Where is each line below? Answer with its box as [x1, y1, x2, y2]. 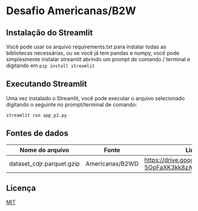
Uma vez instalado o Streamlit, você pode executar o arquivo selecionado [6, 94, 185, 101]
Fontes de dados [6, 128, 69, 139]
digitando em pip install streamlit [6, 62, 95, 69]
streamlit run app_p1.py [6, 112, 67, 118]
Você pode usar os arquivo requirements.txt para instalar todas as [6, 43, 167, 50]
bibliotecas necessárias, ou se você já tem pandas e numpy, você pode [6, 50, 180, 57]
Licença [6, 183, 37, 193]
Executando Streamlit [6, 79, 87, 89]
